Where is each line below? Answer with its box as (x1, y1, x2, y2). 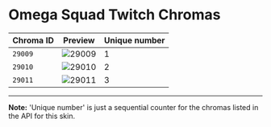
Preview (63, 35, 95, 46)
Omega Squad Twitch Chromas (8, 6, 221, 24)
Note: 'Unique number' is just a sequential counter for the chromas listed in (8, 102, 259, 112)
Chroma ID (12, 35, 54, 46)
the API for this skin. (8, 111, 75, 121)
